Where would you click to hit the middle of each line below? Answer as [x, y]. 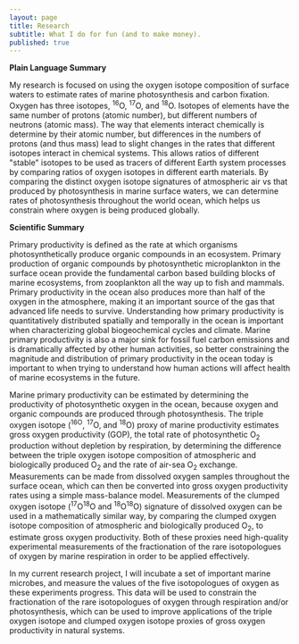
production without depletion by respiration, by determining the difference [145, 446]
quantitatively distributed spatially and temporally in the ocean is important [146, 320]
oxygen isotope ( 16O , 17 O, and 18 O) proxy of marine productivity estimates [144, 423]
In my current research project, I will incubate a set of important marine [140, 573]
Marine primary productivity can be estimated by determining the [129, 395]
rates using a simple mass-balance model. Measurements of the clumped [144, 496]
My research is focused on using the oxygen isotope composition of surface [149, 85]
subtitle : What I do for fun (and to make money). [105, 34]
